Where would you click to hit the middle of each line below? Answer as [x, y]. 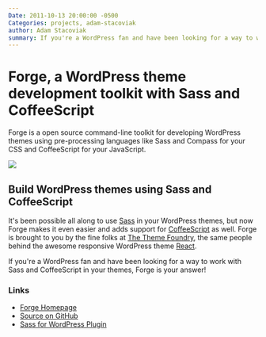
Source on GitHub [49, 316]
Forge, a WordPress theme [97, 77]
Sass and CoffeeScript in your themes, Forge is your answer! [107, 270]
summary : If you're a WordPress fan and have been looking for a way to [131, 38]
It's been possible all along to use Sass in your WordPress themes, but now [131, 220]
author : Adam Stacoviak [47, 30]
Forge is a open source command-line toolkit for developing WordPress [125, 132]
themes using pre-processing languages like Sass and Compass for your [127, 141]
